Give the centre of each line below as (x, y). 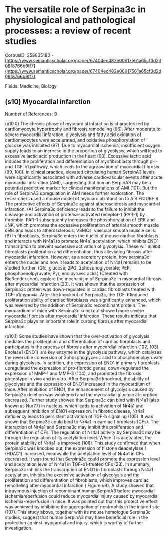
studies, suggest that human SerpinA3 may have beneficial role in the (77, 517)
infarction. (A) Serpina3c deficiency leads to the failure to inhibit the (75, 209)
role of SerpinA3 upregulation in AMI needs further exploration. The (75, 193)
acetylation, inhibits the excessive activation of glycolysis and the (72, 475)
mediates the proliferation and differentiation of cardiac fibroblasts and (78, 341)
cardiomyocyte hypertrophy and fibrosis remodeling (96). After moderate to (83, 129)
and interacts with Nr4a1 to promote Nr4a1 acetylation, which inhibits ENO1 (82, 241)
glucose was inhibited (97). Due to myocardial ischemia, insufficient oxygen (83, 145)
